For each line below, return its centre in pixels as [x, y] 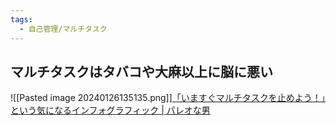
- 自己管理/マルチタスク [63, 29]
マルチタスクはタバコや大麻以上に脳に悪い [141, 71]
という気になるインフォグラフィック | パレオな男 [110, 110]
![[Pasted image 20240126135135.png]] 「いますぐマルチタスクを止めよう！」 [168, 98]
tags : [21, 19]
